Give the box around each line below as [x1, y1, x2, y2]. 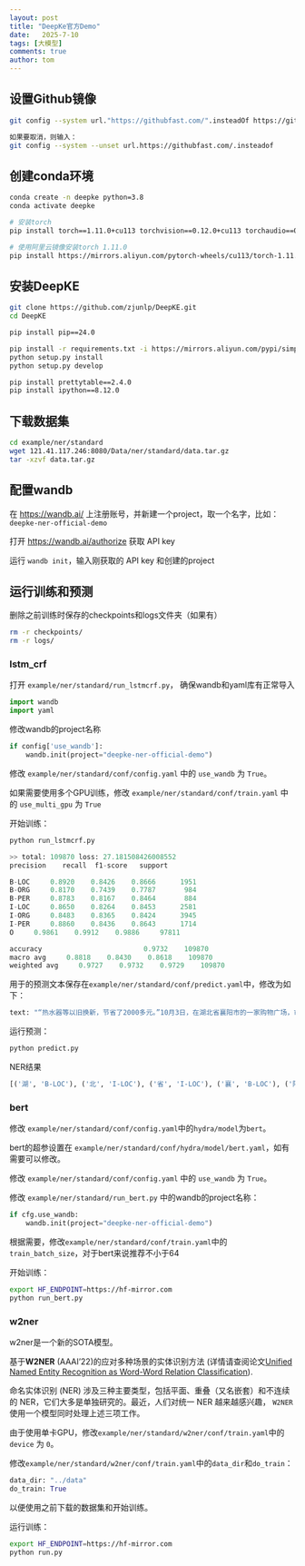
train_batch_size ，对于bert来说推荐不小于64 [9, 1247, 180, 1258]
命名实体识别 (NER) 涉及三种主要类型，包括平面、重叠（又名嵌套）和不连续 [9, 1385, 290, 1396]
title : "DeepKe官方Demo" [9, 22, 101, 31]
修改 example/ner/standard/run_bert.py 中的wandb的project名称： [9, 1192, 260, 1204]
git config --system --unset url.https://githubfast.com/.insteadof [9, 141, 274, 150]
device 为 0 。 [9, 1439, 59, 1450]
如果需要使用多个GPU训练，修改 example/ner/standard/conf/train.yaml [9, 787, 279, 798]
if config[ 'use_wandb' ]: [9, 742, 103, 751]
